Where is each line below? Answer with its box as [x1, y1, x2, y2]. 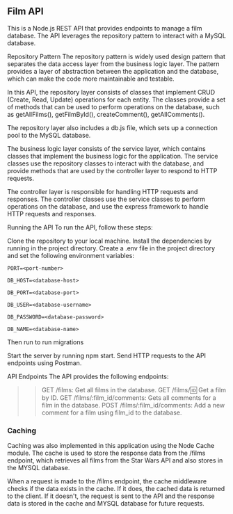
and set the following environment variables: [7, 251, 134, 259]
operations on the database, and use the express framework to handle [7, 202, 209, 211]
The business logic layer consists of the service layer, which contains [7, 144, 207, 152]
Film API [7, 6, 44, 17]
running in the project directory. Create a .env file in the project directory [7, 243, 216, 252]
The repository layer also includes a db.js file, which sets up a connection [7, 123, 218, 131]
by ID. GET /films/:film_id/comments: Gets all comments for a [41, 393, 217, 402]
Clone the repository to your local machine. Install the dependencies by [7, 236, 212, 245]
